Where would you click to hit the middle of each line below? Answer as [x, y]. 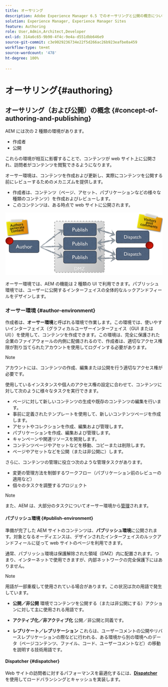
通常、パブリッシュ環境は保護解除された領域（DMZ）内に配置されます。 [80, 553]
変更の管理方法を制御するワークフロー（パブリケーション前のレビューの [87, 473]
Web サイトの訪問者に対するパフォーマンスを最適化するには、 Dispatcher [81, 673]
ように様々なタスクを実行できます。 [64, 391]
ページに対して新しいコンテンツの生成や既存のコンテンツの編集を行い [85, 402]
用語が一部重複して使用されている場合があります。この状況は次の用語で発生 [84, 586]
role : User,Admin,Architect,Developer [45, 32]
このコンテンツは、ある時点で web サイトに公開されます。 [73, 205]
